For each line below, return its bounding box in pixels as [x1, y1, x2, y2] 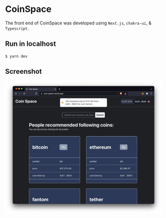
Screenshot [5, 67, 42, 76]
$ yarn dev [5, 54, 28, 59]
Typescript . [5, 25, 29, 31]
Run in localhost [5, 40, 56, 48]
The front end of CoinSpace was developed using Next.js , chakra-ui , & [5, 20, 152, 26]
